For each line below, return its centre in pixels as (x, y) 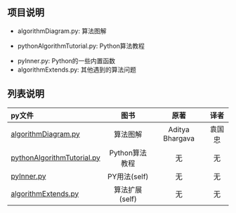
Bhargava (179, 138)
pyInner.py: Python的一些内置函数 (66, 60)
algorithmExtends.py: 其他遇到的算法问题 (77, 70)
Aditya (179, 129)
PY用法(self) (128, 176)
